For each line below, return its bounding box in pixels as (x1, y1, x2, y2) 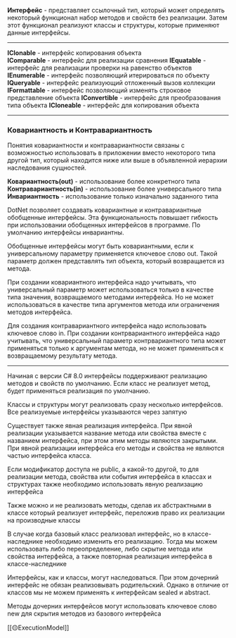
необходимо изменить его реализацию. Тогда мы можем (44, 537, 218, 546)
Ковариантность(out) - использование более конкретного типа (7, 177, 200, 186)
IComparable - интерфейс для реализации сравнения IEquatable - (7, 56, 206, 64)
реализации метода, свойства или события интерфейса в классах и (7, 473, 212, 481)
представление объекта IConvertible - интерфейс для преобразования (7, 94, 221, 101)
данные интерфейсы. (7, 28, 71, 37)
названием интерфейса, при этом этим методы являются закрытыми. (7, 437, 218, 445)
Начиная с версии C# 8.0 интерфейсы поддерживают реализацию (7, 372, 208, 380)
